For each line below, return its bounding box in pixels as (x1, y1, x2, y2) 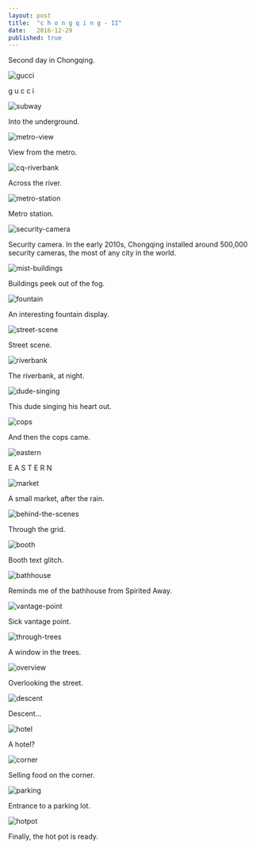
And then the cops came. (8, 433, 91, 442)
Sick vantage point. (8, 617, 71, 626)
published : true (8, 33, 62, 42)
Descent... (8, 709, 42, 718)
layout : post (8, 11, 52, 20)
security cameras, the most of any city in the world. (8, 248, 177, 258)
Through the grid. (8, 525, 66, 534)
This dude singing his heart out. (8, 402, 113, 411)
